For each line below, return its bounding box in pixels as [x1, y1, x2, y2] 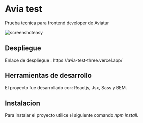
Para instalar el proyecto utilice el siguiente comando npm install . [5, 112, 138, 118]
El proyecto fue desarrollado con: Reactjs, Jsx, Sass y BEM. [5, 84, 127, 90]
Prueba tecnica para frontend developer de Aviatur [5, 20, 109, 26]
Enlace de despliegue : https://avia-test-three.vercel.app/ [5, 57, 123, 63]
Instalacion [5, 99, 41, 107]
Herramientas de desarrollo [5, 71, 92, 80]
